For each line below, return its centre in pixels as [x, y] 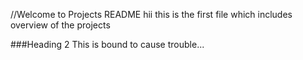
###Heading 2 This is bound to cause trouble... [107, 44]
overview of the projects [60, 25]
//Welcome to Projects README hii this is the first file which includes [151, 14]
